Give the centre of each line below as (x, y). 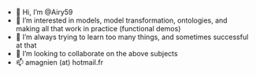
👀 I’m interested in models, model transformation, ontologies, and (121, 20)
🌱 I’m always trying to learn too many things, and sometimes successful (132, 37)
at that (26, 45)
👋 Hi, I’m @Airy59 (44, 12)
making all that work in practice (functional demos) (98, 29)
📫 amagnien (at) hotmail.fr (59, 62)
